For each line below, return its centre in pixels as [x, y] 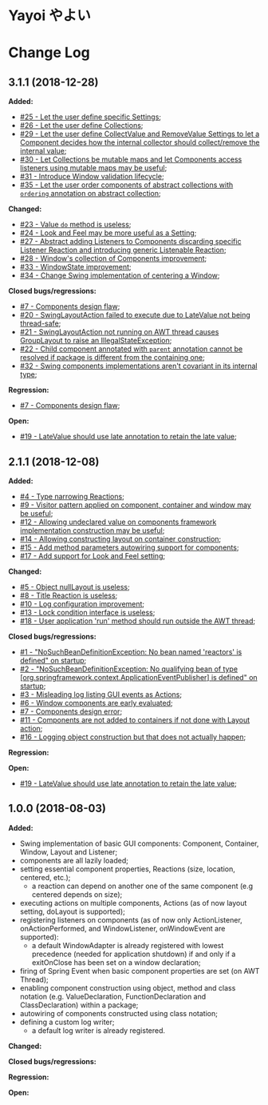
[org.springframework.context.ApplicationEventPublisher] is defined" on [138, 677]
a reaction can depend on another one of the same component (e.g [142, 886]
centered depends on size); [77, 894]
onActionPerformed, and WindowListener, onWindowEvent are [122, 928]
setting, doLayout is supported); [72, 911]
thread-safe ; [40, 323]
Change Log [49, 53]
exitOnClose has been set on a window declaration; [116, 962]
